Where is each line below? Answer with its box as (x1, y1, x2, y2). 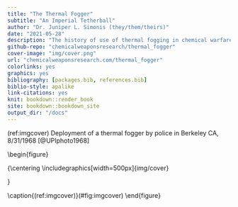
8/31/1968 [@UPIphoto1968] (7, 136, 90, 145)
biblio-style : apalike (7, 83, 74, 90)
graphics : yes (7, 69, 50, 77)
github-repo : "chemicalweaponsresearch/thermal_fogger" (7, 43, 176, 50)
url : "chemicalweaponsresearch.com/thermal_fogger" (7, 57, 163, 64)
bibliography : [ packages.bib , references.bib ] (7, 76, 147, 84)
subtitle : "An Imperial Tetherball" (7, 17, 115, 24)
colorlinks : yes (7, 63, 55, 70)
